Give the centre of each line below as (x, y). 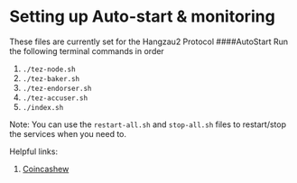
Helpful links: (34, 151)
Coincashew (46, 169)
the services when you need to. (68, 133)
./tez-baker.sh (51, 78)
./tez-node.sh (49, 69)
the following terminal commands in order (87, 50)
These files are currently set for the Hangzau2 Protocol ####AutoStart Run (149, 41)
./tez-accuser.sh (55, 98)
